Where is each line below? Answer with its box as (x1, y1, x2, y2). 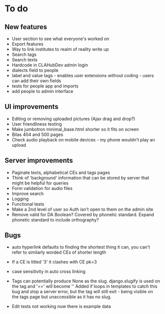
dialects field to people (11, 67, 59, 73)
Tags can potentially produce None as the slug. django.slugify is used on (11, 278, 161, 284)
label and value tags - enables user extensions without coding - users (11, 73, 154, 78)
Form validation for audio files (11, 185, 73, 191)
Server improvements (4, 156, 73, 165)
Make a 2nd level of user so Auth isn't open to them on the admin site (11, 206, 154, 212)
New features (4, 23, 47, 31)
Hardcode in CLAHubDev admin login (11, 62, 88, 68)
